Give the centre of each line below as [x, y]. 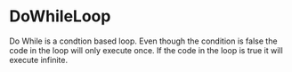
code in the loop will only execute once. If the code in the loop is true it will [146, 50]
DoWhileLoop [60, 16]
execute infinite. [39, 60]
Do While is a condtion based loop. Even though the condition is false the [143, 41]
